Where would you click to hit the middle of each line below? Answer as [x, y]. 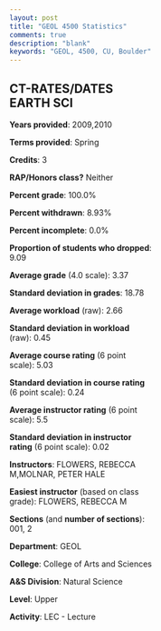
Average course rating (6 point [68, 355]
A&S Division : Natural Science [66, 581]
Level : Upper [34, 599]
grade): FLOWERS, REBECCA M [68, 501]
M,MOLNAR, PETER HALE [57, 474]
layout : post [34, 18]
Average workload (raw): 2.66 [66, 310]
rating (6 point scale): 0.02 [60, 446]
